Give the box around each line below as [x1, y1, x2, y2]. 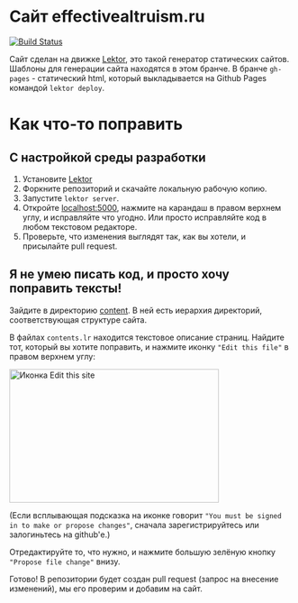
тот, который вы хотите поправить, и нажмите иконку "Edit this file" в [9, 341, 290, 352]
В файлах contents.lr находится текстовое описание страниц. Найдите [9, 332, 285, 343]
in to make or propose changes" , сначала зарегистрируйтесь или [9, 519, 259, 530]
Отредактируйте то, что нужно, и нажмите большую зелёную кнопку [9, 546, 276, 557]
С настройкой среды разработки [9, 150, 206, 165]
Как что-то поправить [9, 114, 183, 134]
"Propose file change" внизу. [9, 556, 121, 567]
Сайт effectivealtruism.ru [9, 6, 205, 27]
